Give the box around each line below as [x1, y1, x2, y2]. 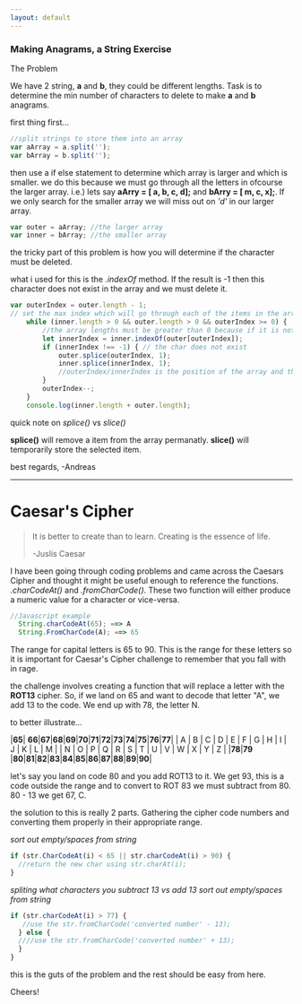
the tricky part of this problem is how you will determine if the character [10, 247, 275, 258]
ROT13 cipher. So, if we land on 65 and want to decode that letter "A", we [10, 690, 280, 701]
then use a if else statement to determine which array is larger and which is [10, 167, 288, 177]
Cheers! [10, 987, 39, 998]
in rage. [10, 663, 39, 674]
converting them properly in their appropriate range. [10, 817, 203, 827]
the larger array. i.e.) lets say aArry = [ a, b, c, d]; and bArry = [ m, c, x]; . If [10, 186, 285, 197]
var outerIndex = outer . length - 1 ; [10, 301, 147, 310]
